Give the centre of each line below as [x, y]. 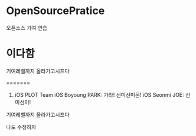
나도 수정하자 [21, 127]
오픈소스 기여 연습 [27, 28]
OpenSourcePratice [55, 11]
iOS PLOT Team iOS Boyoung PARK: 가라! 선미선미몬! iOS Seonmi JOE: [99, 94]
